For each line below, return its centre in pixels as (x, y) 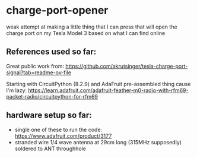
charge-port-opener (57, 10)
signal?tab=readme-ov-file (39, 72)
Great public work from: (35, 66)
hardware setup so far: (49, 116)
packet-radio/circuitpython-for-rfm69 (52, 96)
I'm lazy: (17, 90)
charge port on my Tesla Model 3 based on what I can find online (86, 33)
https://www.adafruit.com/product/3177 (63, 136)
